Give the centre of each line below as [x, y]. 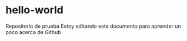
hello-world [35, 10]
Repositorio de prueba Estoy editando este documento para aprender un [93, 26]
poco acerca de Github [33, 32]
